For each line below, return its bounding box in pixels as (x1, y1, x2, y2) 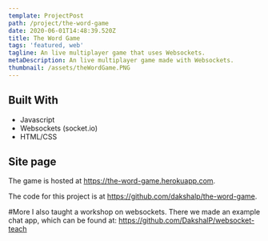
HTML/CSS (19, 131, 58, 141)
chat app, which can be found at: (8, 215, 118, 225)
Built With (8, 94, 58, 107)
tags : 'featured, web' (8, 42, 84, 50)
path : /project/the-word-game (8, 19, 110, 27)
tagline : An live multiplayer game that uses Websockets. (8, 49, 206, 57)
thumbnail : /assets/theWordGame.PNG (8, 64, 130, 72)
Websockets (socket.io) (19, 123, 98, 133)
